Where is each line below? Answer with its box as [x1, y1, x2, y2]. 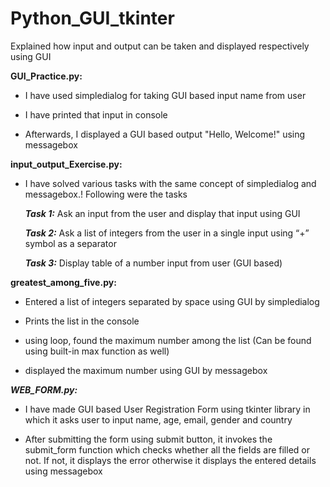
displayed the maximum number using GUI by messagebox [24, 364, 268, 376]
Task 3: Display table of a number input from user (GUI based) [24, 257, 283, 269]
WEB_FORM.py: [10, 383, 78, 396]
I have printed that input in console [24, 108, 168, 121]
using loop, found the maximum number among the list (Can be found [24, 334, 312, 346]
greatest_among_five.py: [10, 276, 117, 288]
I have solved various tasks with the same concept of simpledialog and [24, 177, 317, 189]
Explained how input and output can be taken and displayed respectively [10, 40, 310, 52]
